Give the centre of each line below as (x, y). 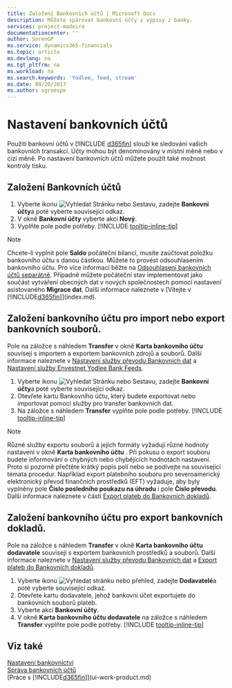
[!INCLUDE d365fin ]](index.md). (52, 297)
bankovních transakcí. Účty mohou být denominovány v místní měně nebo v (115, 151)
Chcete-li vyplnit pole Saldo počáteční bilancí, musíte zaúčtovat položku (110, 253)
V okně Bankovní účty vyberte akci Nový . (77, 219)
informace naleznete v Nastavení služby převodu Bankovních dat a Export (112, 560)
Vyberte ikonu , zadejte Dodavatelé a (117, 580)
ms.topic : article (33, 52)
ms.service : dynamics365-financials (60, 46)
